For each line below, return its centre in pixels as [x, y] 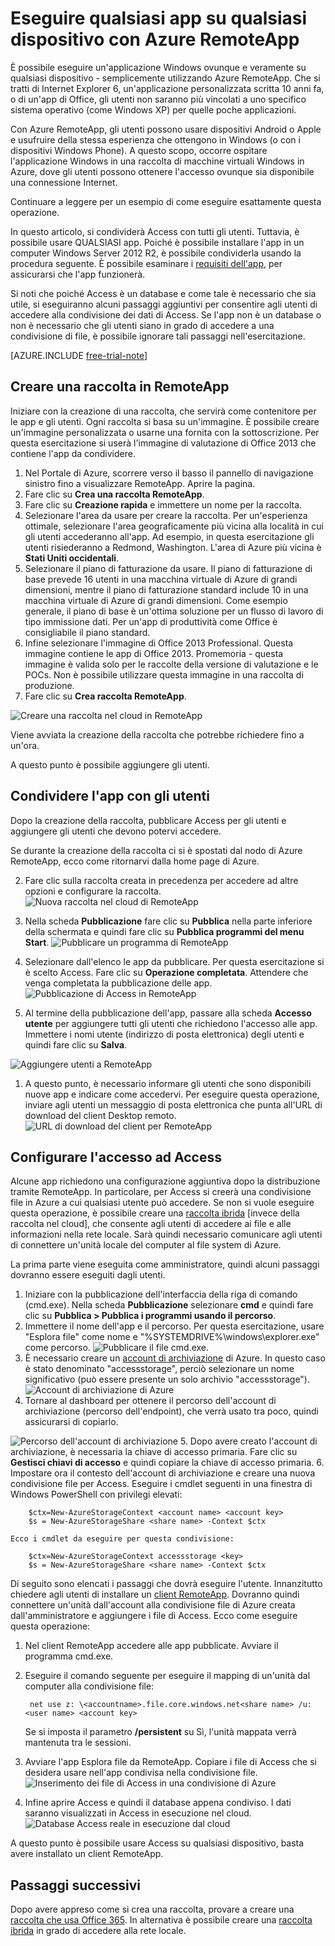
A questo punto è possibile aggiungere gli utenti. [110, 764]
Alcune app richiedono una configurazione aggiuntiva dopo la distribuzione [165, 1181]
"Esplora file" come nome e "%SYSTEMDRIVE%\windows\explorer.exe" [172, 1337]
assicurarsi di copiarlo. [71, 1422]
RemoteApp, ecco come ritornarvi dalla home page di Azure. [135, 861]
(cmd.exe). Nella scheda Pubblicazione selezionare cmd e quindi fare [169, 1305]
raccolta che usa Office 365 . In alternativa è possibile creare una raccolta [161, 1920]
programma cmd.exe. [69, 1656]
